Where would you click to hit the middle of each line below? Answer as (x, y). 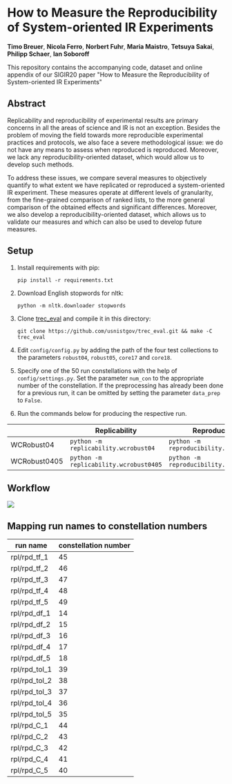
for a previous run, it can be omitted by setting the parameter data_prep (119, 392)
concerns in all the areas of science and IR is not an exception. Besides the (114, 127)
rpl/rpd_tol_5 (31, 714)
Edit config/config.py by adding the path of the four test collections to (118, 350)
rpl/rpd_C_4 (29, 759)
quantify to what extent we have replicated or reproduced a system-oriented (116, 185)
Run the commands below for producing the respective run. (102, 413)
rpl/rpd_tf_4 (30, 591)
